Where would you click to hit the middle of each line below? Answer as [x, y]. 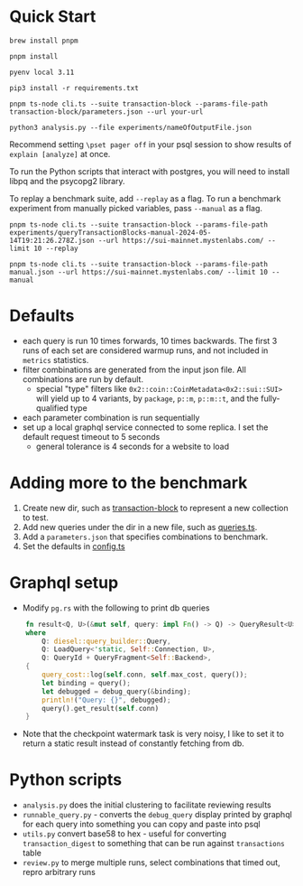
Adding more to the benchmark [129, 483]
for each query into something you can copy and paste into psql [141, 825]
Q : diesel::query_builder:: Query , [106, 641]
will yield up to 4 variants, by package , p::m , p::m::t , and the [147, 398]
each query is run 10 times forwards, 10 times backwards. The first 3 [150, 340]
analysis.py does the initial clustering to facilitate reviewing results [147, 805]
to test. [36, 518]
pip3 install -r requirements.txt [74, 88]
